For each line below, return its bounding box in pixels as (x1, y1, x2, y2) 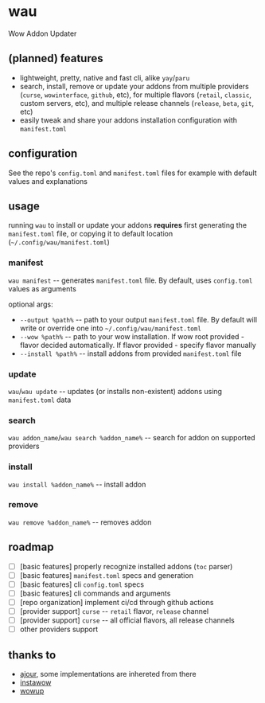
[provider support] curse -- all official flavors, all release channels (19, 615, 235, 625)
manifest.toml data (8, 395, 72, 404)
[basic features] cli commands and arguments (19, 588, 171, 598)
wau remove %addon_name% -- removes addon (8, 517, 152, 527)
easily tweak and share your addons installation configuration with (19, 115, 237, 125)
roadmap (8, 541, 54, 554)
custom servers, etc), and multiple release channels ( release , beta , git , (19, 98, 255, 107)
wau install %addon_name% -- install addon (8, 479, 146, 489)
